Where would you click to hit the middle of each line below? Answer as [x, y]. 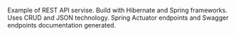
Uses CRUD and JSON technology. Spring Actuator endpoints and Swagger [118, 18]
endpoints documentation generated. [61, 25]
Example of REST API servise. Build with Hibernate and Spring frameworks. [117, 10]
